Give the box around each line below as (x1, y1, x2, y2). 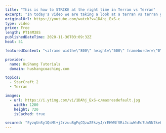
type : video (5, 21, 30, 26)
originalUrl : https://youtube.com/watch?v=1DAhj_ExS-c (5, 16, 121, 21)
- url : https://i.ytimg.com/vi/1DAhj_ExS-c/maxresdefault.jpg (9, 98, 140, 102)
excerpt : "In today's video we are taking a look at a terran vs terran (5, 12, 158, 17)
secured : (5, 120, 23, 126)
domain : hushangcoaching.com (9, 66, 70, 71)
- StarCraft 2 (9, 80, 39, 85)
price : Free (5, 26, 30, 31)
